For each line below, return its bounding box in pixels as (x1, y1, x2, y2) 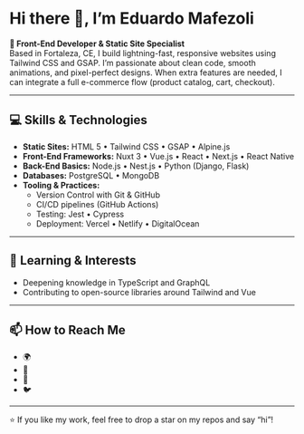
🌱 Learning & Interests (9, 253, 137, 268)
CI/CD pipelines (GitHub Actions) (35, 198, 159, 209)
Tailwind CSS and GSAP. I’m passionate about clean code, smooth (9, 57, 256, 68)
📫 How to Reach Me (9, 322, 126, 338)
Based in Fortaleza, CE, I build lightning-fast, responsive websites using (9, 47, 276, 58)
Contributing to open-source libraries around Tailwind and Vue (22, 286, 256, 297)
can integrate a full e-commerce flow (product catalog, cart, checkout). (9, 76, 276, 87)
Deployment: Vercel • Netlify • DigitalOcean (35, 217, 200, 229)
